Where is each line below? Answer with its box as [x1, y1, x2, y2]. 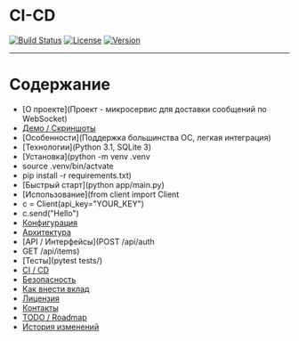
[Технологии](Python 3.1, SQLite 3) [21, 142, 152, 152]
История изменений [21, 321, 100, 332]
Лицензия [21, 293, 61, 304]
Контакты [21, 302, 60, 313]
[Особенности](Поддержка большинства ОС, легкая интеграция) [21, 132, 271, 142]
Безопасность [21, 273, 77, 285]
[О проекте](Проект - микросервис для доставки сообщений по [21, 103, 267, 114]
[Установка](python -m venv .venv [21, 150, 151, 161]
